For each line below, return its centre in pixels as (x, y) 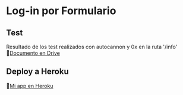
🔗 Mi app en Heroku (30, 86)
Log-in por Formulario (61, 11)
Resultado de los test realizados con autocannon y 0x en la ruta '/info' (92, 47)
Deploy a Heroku (38, 72)
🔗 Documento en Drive (33, 53)
